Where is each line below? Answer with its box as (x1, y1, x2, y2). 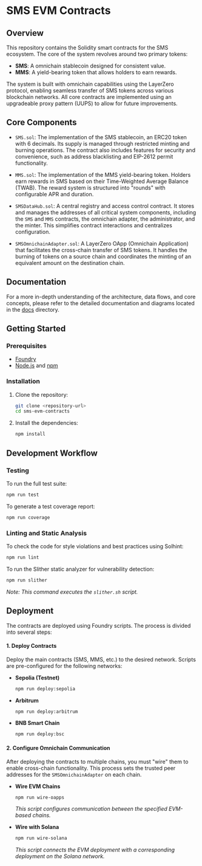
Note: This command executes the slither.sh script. (6, 588, 138, 596)
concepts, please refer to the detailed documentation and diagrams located (6, 299, 195, 307)
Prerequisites (6, 342, 47, 350)
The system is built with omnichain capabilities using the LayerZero (6, 80, 174, 88)
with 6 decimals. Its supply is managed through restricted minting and (15, 140, 190, 147)
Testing (6, 466, 29, 475)
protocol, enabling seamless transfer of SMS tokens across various (6, 87, 174, 94)
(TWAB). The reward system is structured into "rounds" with (15, 184, 166, 191)
